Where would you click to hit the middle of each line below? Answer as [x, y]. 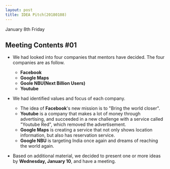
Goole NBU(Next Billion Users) [53, 83]
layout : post [19, 10]
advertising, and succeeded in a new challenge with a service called [92, 119]
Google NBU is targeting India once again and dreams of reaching [89, 141]
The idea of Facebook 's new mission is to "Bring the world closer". [90, 108]
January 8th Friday [25, 29]
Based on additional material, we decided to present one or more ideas [87, 156]
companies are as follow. [39, 63]
